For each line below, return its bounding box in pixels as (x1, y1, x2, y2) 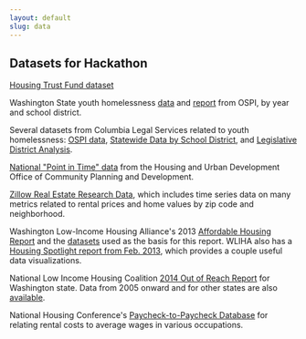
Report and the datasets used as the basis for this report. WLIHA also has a (9, 236, 292, 247)
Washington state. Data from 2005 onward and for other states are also (9, 282, 279, 293)
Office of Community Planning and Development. (9, 171, 195, 182)
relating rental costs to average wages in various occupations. (9, 320, 244, 331)
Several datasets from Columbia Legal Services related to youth (9, 125, 249, 136)
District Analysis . (9, 144, 73, 155)
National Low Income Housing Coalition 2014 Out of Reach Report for (9, 272, 270, 283)
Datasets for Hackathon (9, 56, 148, 71)
